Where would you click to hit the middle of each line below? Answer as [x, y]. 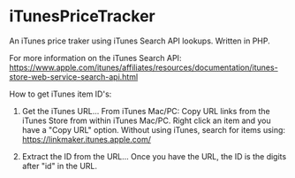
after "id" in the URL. [60, 166]
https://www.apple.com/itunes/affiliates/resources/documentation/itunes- [144, 67]
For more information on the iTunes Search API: [95, 58]
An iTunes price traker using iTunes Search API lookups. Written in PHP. [140, 41]
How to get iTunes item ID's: [61, 94]
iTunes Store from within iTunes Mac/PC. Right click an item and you [146, 120]
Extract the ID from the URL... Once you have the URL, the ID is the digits [154, 156]
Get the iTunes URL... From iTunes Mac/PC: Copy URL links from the [146, 111]
